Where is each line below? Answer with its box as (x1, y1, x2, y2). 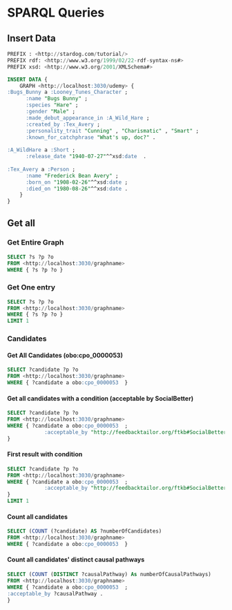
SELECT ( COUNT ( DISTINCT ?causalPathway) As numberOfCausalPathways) (7, 571, 212, 578)
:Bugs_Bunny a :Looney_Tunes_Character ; (7, 88, 128, 96)
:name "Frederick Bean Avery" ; (25, 172, 119, 179)
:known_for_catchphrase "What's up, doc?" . (25, 133, 156, 141)
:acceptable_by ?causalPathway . (7, 590, 104, 597)
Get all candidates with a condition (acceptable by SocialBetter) (7, 394, 194, 402)
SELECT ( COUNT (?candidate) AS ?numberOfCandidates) (7, 528, 162, 535)
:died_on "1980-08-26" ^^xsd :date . (25, 185, 128, 192)
